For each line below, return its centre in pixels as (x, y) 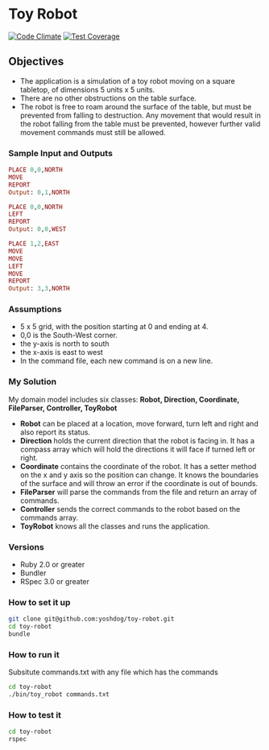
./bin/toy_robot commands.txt (59, 694)
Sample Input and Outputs (60, 153)
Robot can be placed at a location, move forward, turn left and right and (139, 423)
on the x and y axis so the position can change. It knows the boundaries (139, 475)
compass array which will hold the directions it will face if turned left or (138, 449)
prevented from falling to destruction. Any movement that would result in (141, 115)
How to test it (35, 715)
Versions (26, 546)
